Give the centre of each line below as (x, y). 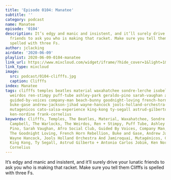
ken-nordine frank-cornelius (41, 114)
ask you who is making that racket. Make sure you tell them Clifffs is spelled (85, 167)
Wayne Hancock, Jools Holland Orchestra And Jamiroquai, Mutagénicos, (86, 138)
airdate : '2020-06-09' (29, 53)
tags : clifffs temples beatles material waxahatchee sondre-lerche (78, 91)
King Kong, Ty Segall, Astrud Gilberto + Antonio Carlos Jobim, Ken (84, 143)
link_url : (16, 62)
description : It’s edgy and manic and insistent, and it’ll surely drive (85, 34)
